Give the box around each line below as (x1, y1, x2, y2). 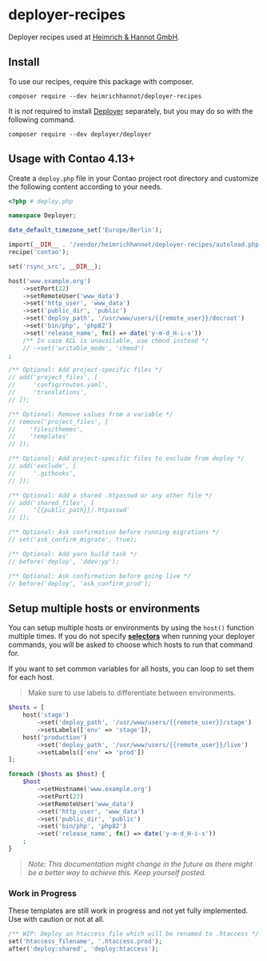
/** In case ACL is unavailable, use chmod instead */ (22, 337, 209, 345)
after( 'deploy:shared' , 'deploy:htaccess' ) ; (8, 944, 159, 953)
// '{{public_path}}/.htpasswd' (8, 507, 130, 515)
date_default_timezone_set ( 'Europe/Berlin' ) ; (8, 226, 162, 234)
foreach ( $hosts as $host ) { (8, 770, 106, 778)
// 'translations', (8, 389, 88, 397)
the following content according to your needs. (8, 182, 162, 192)
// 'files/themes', (8, 425, 84, 434)
